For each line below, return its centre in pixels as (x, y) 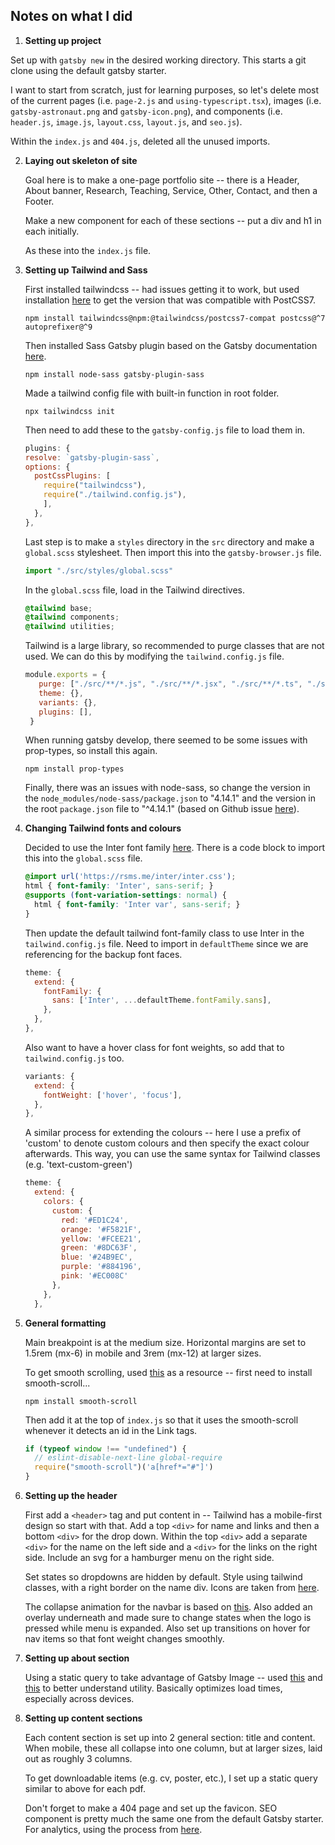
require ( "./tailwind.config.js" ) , (115, 495)
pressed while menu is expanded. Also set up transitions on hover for (167, 1628)
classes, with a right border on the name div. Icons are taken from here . (172, 1588)
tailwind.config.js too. (74, 1058)
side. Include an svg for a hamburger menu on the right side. (149, 1558)
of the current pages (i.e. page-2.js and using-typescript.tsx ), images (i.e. (166, 100)
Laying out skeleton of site (81, 160)
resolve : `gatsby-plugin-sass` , (92, 457)
